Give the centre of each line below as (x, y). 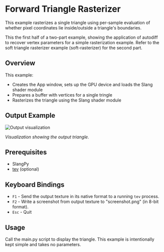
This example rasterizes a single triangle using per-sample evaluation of (78, 23)
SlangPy (21, 164)
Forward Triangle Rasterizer (63, 9)
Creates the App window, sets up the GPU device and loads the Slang (82, 84)
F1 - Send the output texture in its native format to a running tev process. (86, 197)
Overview (20, 63)
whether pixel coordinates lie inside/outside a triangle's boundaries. (73, 27)
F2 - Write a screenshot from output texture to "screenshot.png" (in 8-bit (85, 202)
